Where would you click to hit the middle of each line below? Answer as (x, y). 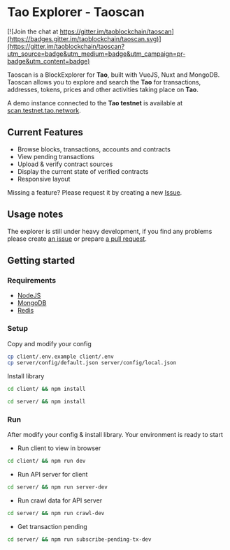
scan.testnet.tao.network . (44, 110)
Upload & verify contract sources (65, 164)
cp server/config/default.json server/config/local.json (92, 363)
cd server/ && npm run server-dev (58, 487)
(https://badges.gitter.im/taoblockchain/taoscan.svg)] (85, 38)
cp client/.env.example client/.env (60, 357)
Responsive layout (44, 179)
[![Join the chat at (33, 31)
